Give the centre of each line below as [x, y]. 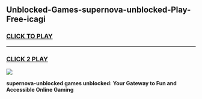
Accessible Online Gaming [40, 89]
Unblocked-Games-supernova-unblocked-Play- [99, 10]
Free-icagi [26, 19]
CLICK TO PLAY [29, 37]
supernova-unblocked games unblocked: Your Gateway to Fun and [92, 83]
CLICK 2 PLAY [27, 59]
